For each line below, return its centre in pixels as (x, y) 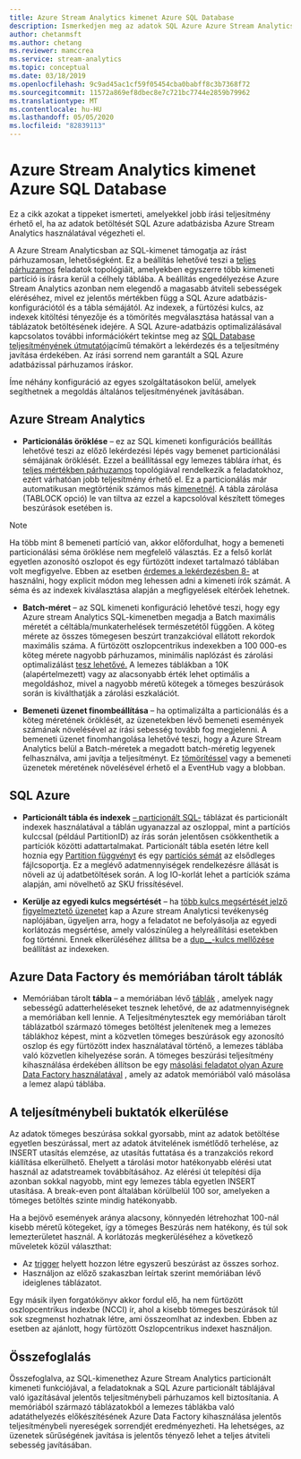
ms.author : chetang (46, 43)
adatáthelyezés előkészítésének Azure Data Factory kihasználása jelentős (146, 1416)
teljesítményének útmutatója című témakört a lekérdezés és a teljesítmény (144, 345)
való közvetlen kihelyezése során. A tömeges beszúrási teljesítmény (148, 1056)
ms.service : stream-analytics (66, 59)
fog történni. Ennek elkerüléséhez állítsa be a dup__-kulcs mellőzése (148, 939)
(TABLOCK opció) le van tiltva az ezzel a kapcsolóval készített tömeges (153, 498)
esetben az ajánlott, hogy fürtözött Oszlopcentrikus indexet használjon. (141, 1329)
